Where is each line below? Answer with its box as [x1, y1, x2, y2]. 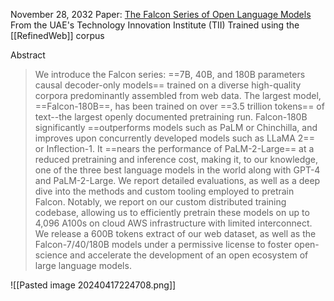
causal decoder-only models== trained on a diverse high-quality [34, 79, 302, 91]
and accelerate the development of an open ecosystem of [69, 249, 309, 261]
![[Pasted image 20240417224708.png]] [10, 279, 177, 291]
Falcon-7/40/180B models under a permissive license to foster [34, 239, 292, 250]
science [34, 249, 68, 261]
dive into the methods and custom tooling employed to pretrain [34, 185, 295, 197]
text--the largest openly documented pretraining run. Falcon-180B [34, 111, 308, 123]
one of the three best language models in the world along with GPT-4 [34, 164, 321, 176]
